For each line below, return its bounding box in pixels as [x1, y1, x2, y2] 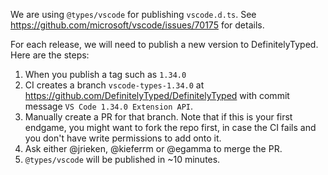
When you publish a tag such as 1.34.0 [24, 69, 187, 80]
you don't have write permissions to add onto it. [24, 132, 222, 144]
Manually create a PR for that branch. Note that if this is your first [24, 111, 293, 123]
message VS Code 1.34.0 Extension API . [24, 100, 194, 112]
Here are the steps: [10, 49, 90, 61]
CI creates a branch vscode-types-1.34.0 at [24, 79, 205, 91]
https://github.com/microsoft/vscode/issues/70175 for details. [10, 19, 265, 31]
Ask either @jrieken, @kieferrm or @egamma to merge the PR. [24, 143, 283, 154]
